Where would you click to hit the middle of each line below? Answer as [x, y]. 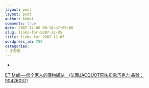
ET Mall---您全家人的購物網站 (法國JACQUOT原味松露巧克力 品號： [74, 75]
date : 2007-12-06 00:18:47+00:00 [39, 28]
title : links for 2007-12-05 [35, 37]
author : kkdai [20, 19]
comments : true [21, 23]
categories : [17, 46]
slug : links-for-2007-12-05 [34, 32]
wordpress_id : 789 [24, 42]
